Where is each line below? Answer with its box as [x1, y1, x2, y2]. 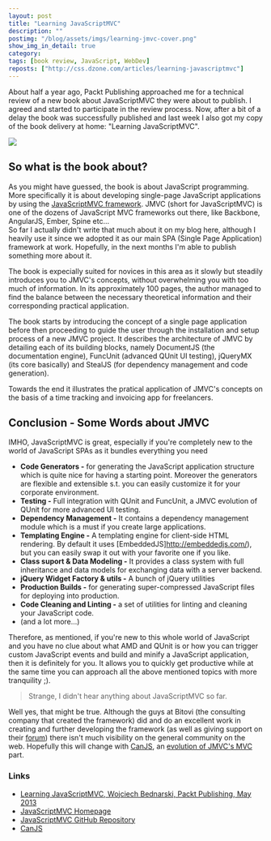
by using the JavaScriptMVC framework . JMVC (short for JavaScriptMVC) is [8, 199, 263, 208]
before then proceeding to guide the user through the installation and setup [8, 325, 260, 335]
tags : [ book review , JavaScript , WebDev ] [8, 58, 150, 66]
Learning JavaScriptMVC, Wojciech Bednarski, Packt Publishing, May [19, 788, 252, 799]
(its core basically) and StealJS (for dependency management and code [8, 359, 248, 369]
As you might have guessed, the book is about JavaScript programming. [8, 182, 249, 191]
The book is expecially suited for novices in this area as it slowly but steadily [8, 266, 263, 276]
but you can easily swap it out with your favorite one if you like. [19, 548, 231, 558]
